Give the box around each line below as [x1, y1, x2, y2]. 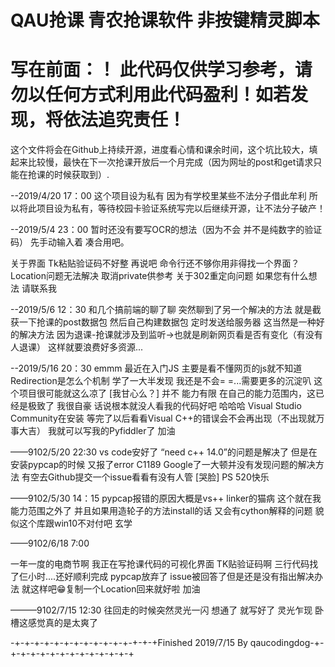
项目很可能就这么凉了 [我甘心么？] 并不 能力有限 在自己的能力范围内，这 [18, 387, 316, 400]
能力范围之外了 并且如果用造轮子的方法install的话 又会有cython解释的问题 [10, 505, 313, 517]
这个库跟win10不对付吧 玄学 [18, 517, 133, 530]
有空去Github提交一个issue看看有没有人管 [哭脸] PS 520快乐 [21, 471, 270, 483]
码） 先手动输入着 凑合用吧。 [10, 236, 130, 248]
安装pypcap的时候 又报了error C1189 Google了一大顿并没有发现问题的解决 [10, 459, 316, 471]
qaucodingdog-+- [249, 637, 325, 649]
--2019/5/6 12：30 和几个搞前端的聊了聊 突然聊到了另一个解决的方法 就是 [10, 304, 313, 316]
